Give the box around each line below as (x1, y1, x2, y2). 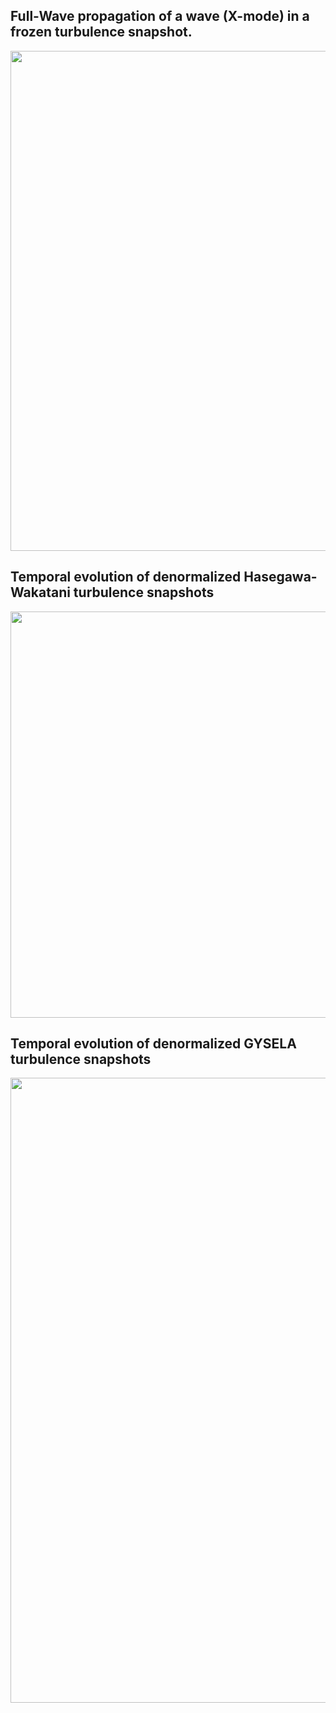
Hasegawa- (243, 569, 318, 586)
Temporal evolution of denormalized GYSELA (10, 1035, 297, 1053)
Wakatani (10, 584, 71, 601)
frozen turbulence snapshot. (10, 24, 193, 41)
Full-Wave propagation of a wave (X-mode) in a (10, 8, 310, 25)
